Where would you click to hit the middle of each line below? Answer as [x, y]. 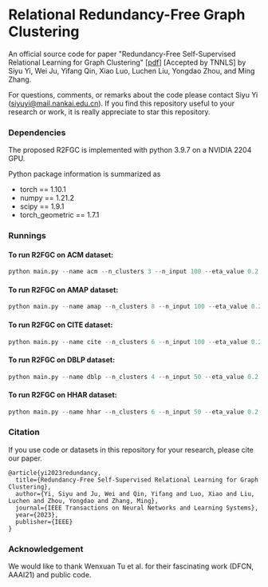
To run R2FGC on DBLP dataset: [62, 359]
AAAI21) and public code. [50, 575]
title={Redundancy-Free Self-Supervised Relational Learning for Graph [137, 480]
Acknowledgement [46, 549]
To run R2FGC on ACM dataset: [61, 254]
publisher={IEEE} [44, 521]
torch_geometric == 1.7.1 [59, 215]
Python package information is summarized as [85, 174]
